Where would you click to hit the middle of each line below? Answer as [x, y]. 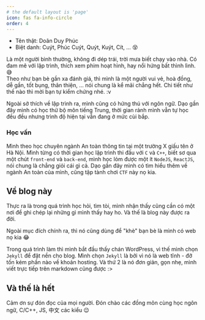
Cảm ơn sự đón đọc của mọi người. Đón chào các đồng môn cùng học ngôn [102, 303]
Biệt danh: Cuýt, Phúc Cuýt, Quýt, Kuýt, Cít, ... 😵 [76, 47]
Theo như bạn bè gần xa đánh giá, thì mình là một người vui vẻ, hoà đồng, [99, 79]
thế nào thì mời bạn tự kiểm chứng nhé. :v [59, 92]
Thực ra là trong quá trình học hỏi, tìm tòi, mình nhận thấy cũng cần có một [101, 206]
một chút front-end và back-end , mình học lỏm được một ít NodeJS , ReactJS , [100, 159]
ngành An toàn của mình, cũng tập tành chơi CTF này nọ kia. [82, 172]
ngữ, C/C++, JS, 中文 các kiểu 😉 [48, 310]
